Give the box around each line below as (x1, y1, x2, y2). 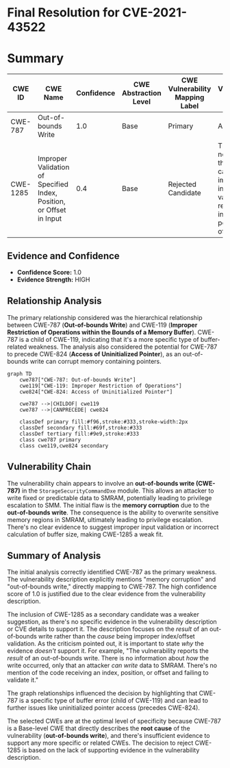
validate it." (7, 676, 39, 684)
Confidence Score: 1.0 (16, 268, 82, 276)
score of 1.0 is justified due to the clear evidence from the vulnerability (7, 590, 206, 598)
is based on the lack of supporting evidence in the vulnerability (22, 746, 200, 754)
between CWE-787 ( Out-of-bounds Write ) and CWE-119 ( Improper (7, 321, 198, 329)
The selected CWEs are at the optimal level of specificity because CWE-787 (7, 717, 221, 726)
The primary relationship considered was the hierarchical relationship (7, 313, 203, 321)
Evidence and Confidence (7, 250, 120, 262)
